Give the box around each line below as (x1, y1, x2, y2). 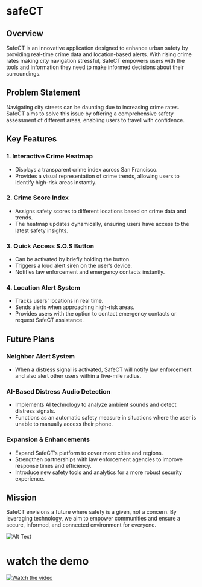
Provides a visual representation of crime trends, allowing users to (14, 172, 180, 180)
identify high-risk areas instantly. (14, 178, 97, 186)
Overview (6, 28, 44, 39)
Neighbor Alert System (6, 352, 75, 360)
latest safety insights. (14, 227, 68, 234)
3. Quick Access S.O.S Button (6, 242, 95, 250)
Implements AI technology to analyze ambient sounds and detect (14, 401, 177, 409)
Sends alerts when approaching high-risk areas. (14, 303, 135, 311)
